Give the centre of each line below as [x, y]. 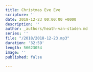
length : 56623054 [24, 48]
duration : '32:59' [25, 43]
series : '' [17, 33]
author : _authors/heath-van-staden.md [46, 29]
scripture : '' [20, 15]
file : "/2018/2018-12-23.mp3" [38, 39]
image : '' [16, 52]
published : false [24, 57]
